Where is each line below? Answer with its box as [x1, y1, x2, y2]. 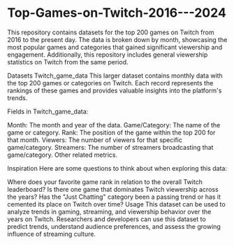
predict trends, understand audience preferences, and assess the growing [7, 222, 221, 230]
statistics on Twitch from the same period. [7, 57, 129, 66]
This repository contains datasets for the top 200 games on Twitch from [7, 28, 214, 36]
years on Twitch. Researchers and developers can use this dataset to [7, 215, 206, 223]
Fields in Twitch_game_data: [7, 107, 89, 115]
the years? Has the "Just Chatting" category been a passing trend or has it [7, 192, 221, 201]
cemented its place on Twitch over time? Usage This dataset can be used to [7, 199, 226, 208]
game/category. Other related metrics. [7, 150, 117, 159]
